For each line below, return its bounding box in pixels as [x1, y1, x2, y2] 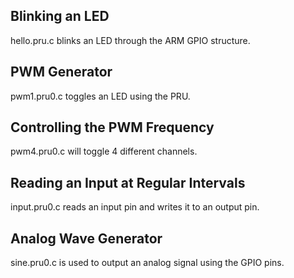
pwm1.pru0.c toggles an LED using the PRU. [10, 90, 191, 102]
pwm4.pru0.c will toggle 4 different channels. [10, 145, 198, 158]
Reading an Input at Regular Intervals [10, 174, 246, 191]
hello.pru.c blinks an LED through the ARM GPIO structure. [10, 34, 251, 46]
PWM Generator [10, 64, 113, 81]
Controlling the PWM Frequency [10, 119, 215, 136]
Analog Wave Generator [10, 230, 163, 247]
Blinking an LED [10, 8, 110, 25]
